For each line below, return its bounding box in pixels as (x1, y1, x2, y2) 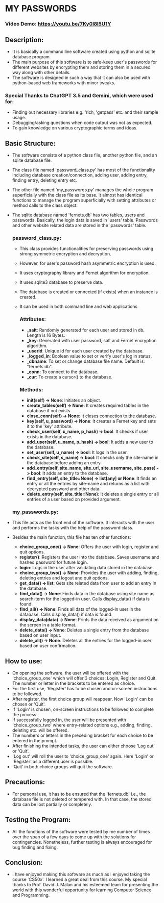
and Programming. (12, 892, 50, 898)
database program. (12, 53, 51, 59)
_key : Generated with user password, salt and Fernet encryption (26, 337, 157, 343)
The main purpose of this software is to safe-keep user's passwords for (12, 59, 157, 65)
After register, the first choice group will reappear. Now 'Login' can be (12, 696, 153, 702)
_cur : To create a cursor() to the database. (26, 374, 113, 380)
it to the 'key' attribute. (26, 423, 72, 429)
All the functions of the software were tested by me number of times (12, 828, 150, 834)
